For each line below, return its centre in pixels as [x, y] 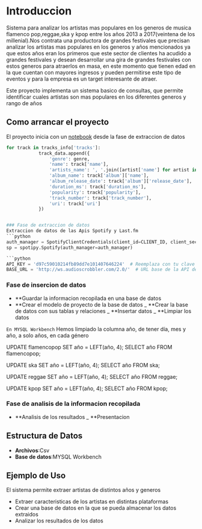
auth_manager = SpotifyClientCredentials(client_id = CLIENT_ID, [87, 242]
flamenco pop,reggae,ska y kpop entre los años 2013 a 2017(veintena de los [101, 34]
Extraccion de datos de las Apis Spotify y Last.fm [72, 231]
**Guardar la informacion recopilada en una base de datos [88, 298]
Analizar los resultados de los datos [59, 521]
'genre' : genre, [69, 159]
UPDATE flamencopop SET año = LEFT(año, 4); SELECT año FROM [89, 347]
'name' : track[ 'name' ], [79, 164]
